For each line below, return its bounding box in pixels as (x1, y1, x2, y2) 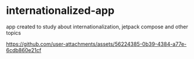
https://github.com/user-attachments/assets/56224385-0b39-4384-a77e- (6, 40, 187, 47)
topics (6, 29, 22, 36)
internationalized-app (6, 4, 115, 17)
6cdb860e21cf (6, 46, 42, 53)
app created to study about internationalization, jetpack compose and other (6, 23, 189, 30)
